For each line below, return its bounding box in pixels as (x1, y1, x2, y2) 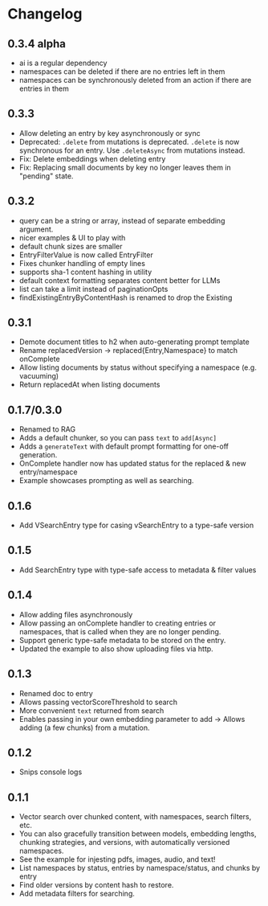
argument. (18, 224, 54, 234)
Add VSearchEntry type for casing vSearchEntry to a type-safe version (18, 520, 254, 531)
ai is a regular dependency (18, 58, 108, 68)
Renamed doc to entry (18, 688, 93, 698)
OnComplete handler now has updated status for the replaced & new (18, 459, 246, 469)
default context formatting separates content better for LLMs (18, 275, 221, 285)
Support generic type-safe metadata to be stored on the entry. (18, 635, 226, 645)
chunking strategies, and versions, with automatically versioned (18, 838, 230, 847)
